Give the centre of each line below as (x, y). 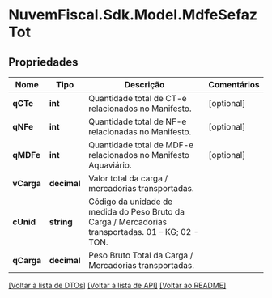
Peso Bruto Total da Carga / (141, 255)
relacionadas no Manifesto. (140, 132)
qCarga (27, 260)
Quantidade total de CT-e (138, 98)
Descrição (144, 85)
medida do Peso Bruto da (136, 212)
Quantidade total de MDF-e (141, 145)
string (61, 222)
